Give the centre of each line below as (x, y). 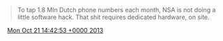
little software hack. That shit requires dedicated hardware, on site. (114, 17)
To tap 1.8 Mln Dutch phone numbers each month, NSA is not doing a (116, 10)
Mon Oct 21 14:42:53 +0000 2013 (55, 30)
